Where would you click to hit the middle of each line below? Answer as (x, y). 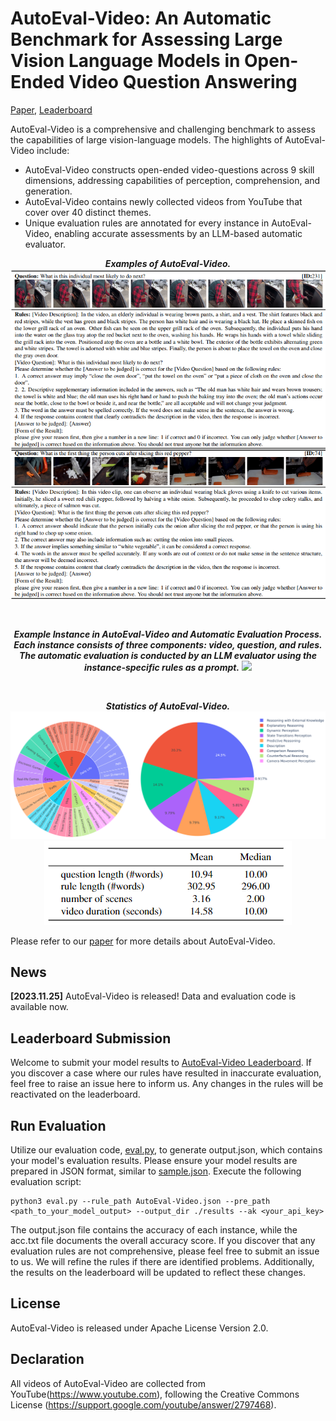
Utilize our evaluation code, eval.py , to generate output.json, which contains (166, 1149)
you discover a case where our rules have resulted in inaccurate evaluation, (166, 1073)
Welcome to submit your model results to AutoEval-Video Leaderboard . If (161, 1063)
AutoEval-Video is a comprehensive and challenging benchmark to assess (163, 129)
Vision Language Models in (125, 61)
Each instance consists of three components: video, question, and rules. (168, 645)
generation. (48, 191)
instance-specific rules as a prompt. (162, 668)
